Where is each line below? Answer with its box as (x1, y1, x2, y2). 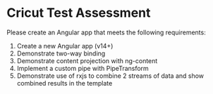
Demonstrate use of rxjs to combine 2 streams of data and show (16, 72, 205, 80)
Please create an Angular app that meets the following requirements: (6, 28, 206, 36)
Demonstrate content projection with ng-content (16, 56, 158, 65)
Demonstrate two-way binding (16, 49, 106, 58)
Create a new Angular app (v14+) (16, 41, 114, 50)
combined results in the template (16, 79, 113, 87)
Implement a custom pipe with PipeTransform (16, 64, 149, 72)
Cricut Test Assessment (6, 5, 151, 21)
